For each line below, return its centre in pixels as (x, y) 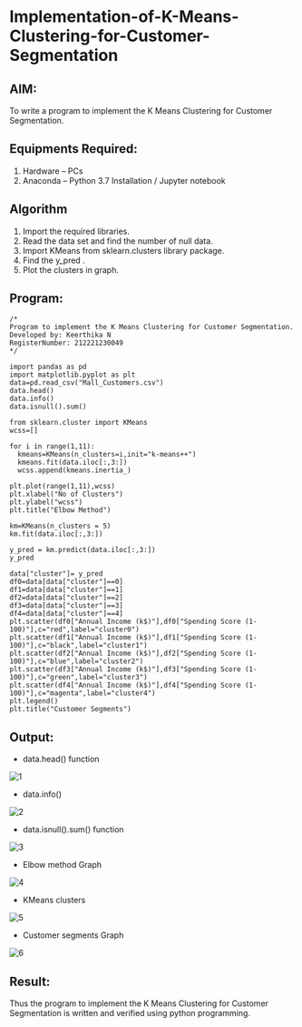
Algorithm (39, 210)
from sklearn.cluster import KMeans (78, 423)
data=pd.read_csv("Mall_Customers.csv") (87, 383)
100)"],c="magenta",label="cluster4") (83, 693)
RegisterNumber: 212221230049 (67, 343)
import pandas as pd (49, 367)
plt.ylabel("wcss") (46, 502)
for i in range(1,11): (52, 447)
